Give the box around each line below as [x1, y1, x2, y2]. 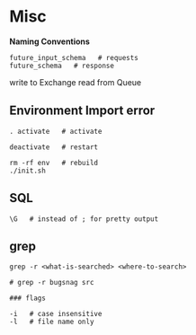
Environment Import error [9, 103, 156, 119]
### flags [9, 294, 47, 303]
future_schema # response [9, 61, 115, 70]
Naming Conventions [9, 36, 90, 47]
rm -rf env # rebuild [9, 158, 99, 167]
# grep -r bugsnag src [9, 278, 94, 287]
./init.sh [9, 166, 47, 175]
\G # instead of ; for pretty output [9, 214, 159, 224]
